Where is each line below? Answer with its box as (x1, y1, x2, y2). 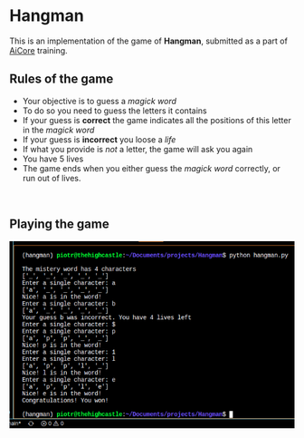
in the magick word (22, 124, 95, 135)
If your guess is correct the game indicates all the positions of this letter (22, 114, 291, 125)
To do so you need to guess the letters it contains (22, 105, 207, 116)
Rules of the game (9, 72, 114, 87)
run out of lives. (22, 172, 81, 183)
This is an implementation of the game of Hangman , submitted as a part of (9, 35, 288, 46)
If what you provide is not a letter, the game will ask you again (22, 143, 253, 154)
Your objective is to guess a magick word (22, 95, 177, 106)
